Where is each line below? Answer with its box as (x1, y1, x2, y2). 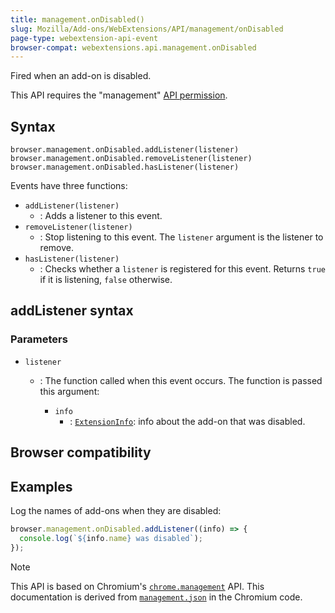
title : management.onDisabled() (10, 14, 145, 25)
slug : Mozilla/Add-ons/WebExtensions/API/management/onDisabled (10, 24, 284, 34)
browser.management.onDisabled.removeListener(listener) (10, 154, 253, 164)
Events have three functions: (10, 180, 128, 192)
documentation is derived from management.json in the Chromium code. (10, 591, 303, 603)
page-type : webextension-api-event (10, 33, 159, 43)
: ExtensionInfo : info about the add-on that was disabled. (69, 415, 306, 427)
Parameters (10, 332, 68, 346)
